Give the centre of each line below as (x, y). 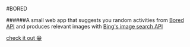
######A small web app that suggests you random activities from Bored (95, 20)
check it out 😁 (24, 38)
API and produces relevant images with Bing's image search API (85, 26)
